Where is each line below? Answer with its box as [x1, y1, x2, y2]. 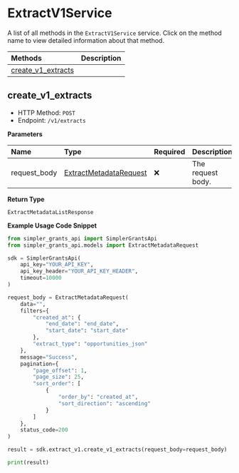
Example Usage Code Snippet [7, 221, 97, 230]
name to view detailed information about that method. [7, 36, 165, 44]
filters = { [20, 307, 50, 315]
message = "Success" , [20, 353, 78, 361]
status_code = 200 [20, 427, 69, 434]
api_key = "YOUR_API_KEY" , [20, 261, 94, 268]
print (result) [7, 459, 50, 466]
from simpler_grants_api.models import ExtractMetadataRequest [7, 241, 199, 249]
